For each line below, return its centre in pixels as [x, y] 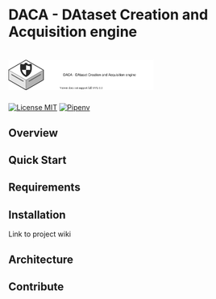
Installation [37, 215]
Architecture [41, 259]
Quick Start [37, 160]
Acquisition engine [73, 32]
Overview [33, 133]
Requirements [44, 188]
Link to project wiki [39, 234]
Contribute [36, 287]
